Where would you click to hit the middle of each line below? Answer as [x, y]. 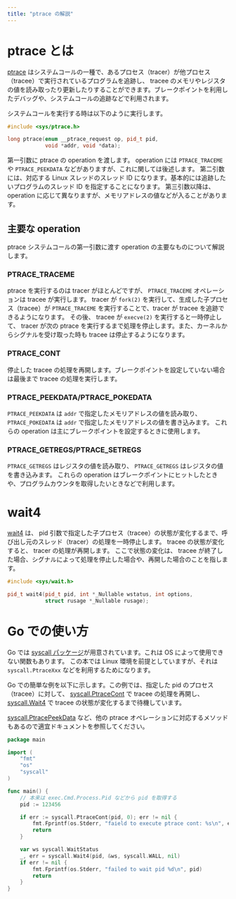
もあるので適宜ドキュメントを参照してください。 [78, 726]
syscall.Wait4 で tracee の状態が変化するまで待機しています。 [97, 702]
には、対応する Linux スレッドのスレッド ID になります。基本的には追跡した [117, 178]
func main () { [28, 791]
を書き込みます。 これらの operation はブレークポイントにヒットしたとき [113, 475]
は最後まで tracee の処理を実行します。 [64, 379]
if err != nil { [44, 862]
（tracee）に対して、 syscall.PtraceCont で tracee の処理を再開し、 [105, 693]
